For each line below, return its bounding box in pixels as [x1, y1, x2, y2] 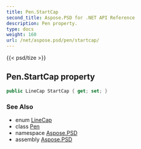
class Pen [15, 123, 40, 130]
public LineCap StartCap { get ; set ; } [6, 88, 108, 94]
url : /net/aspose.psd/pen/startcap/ [6, 37, 99, 43]
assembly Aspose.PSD [15, 136, 73, 143]
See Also [6, 102, 34, 111]
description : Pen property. [6, 20, 78, 26]
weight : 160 [6, 32, 37, 38]
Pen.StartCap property [6, 71, 96, 82]
